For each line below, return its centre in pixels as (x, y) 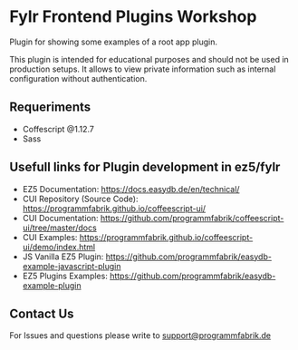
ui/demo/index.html (59, 247)
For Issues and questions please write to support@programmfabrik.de (140, 335)
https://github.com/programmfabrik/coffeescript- (192, 218)
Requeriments (50, 107)
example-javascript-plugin (72, 266)
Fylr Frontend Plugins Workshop (133, 17)
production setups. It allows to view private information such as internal (143, 69)
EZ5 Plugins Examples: (65, 276)
